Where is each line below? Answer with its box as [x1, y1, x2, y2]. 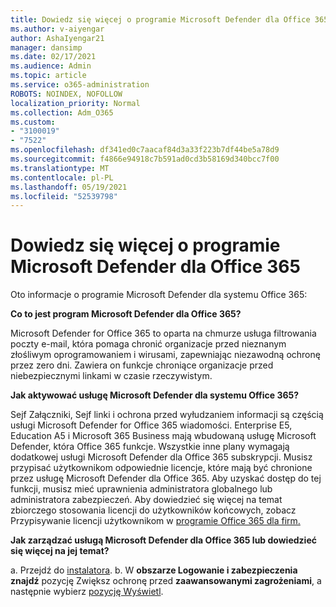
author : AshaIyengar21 [10, 33, 105, 43]
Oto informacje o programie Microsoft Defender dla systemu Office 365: [10, 289, 308, 301]
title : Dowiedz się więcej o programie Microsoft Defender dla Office [10, 14, 311, 25]
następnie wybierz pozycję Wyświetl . [10, 586, 164, 598]
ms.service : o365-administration [10, 80, 150, 90]
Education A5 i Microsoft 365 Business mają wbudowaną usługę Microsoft [10, 430, 317, 442]
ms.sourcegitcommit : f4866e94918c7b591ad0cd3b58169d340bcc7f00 [10, 154, 280, 164]
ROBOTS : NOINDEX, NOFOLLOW [10, 89, 123, 99]
